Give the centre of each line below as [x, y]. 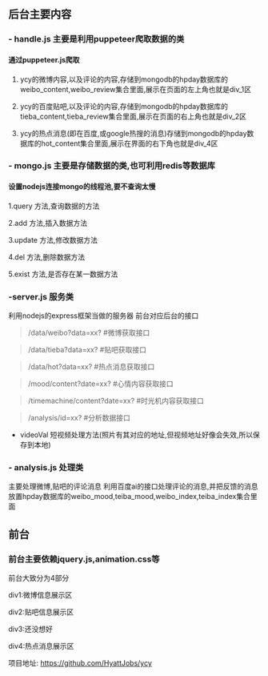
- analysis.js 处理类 [46, 467]
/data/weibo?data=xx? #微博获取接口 [89, 332]
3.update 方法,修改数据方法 [53, 239]
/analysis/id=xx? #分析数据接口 [79, 417]
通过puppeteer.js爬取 [44, 59]
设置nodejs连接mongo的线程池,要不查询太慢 [82, 187]
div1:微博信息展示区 [40, 594]
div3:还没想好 [31, 629]
